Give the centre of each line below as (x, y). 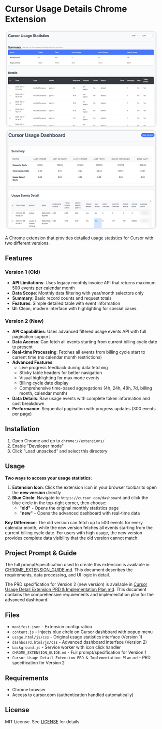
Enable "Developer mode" (38, 446)
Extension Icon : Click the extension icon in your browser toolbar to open (84, 487)
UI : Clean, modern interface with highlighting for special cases (74, 308)
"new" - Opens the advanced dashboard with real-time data (80, 513)
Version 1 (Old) (22, 272)
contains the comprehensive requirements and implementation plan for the (79, 595)
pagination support (31, 336)
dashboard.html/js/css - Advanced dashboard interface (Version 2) (80, 642)
